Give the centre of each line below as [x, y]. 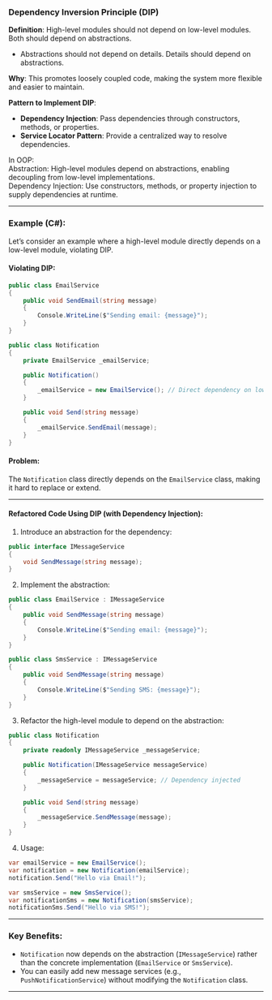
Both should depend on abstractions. [70, 38]
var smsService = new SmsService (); [70, 892]
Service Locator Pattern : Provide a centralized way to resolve [123, 136]
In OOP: [21, 160]
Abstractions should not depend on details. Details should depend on [135, 54]
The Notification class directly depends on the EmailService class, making [134, 479]
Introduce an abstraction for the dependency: [96, 532]
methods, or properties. [59, 127]
